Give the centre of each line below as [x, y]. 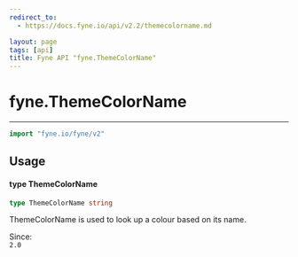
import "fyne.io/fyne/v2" [57, 134]
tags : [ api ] [31, 50]
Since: [21, 237]
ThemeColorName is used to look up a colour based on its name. [128, 220]
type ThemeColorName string [61, 203]
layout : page [33, 42]
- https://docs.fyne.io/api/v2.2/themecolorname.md [115, 26]
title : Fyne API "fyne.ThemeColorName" [83, 58]
